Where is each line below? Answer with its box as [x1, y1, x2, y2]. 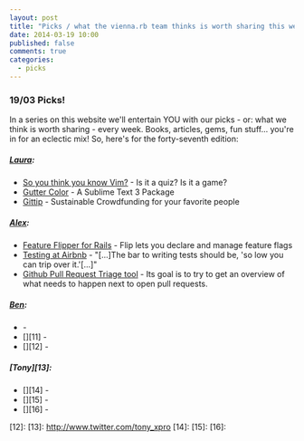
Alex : [9, 216, 30, 227]
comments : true [9, 47, 67, 56]
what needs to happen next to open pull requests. [22, 278, 208, 290]
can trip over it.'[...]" [22, 259, 98, 270]
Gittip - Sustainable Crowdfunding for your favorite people [22, 197, 240, 207]
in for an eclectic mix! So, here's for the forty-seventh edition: [9, 133, 239, 145]
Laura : [9, 154, 35, 165]
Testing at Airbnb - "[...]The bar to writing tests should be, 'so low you [22, 250, 284, 261]
